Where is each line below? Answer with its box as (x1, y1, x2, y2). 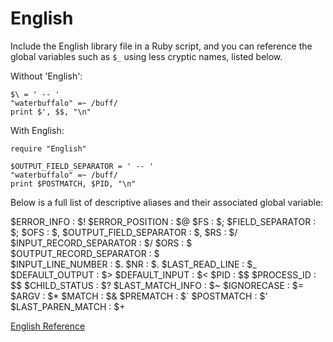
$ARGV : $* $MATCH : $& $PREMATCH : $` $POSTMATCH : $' (10, 290, 268, 302)
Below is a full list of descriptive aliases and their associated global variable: (10, 196, 324, 208)
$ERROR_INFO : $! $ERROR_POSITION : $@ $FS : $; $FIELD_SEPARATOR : (10, 215, 317, 227)
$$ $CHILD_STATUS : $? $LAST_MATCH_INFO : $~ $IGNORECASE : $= (10, 279, 304, 291)
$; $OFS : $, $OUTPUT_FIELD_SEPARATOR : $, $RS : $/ (10, 226, 238, 238)
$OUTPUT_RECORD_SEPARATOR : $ (10, 247, 160, 259)
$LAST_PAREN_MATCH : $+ (10, 300, 126, 312)
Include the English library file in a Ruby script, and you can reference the (10, 40, 313, 52)
